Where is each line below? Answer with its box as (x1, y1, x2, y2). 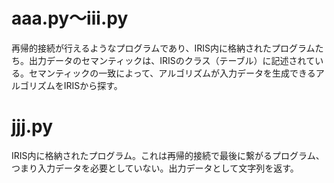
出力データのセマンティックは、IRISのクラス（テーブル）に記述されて (28, 54, 316, 66)
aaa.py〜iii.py (11, 7, 129, 30)
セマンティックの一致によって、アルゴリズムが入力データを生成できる (28, 67, 316, 79)
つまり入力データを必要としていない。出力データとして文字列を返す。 (11, 162, 299, 174)
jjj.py (11, 115, 54, 138)
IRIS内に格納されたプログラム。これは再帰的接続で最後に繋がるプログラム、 (11, 149, 325, 161)
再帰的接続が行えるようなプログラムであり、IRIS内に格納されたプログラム (11, 42, 316, 54)
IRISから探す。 (63, 79, 123, 91)
